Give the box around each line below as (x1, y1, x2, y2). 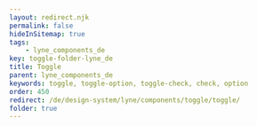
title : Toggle (9, 63, 62, 72)
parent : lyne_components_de (9, 71, 114, 80)
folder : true (9, 104, 58, 113)
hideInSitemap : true (9, 29, 86, 38)
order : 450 (9, 87, 50, 96)
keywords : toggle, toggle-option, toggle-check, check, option (9, 79, 249, 88)
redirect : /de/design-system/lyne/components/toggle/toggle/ (9, 95, 241, 105)
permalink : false (9, 21, 74, 30)
